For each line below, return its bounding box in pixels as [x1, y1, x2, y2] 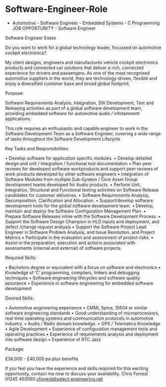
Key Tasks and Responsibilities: [5, 145, 69, 151]
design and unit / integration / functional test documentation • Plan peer [5, 160, 152, 166]
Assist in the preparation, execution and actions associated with [5, 240, 136, 246]
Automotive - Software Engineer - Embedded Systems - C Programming [12, 20, 160, 26]
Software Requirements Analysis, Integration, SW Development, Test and [5, 99, 154, 105]
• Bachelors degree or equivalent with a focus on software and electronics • [5, 264, 161, 270]
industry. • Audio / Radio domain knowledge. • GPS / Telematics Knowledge [5, 320, 161, 326]
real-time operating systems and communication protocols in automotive [5, 315, 154, 321]
